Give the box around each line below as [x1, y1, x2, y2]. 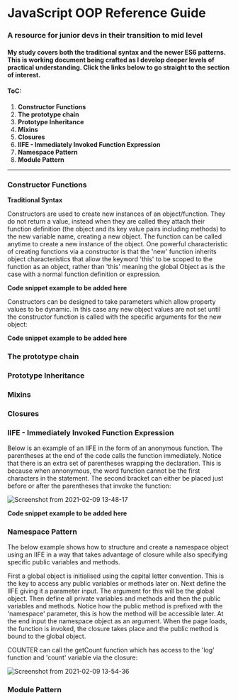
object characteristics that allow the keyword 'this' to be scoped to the [7, 255, 213, 263]
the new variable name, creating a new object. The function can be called [7, 232, 222, 241]
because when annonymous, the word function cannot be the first [7, 466, 200, 475]
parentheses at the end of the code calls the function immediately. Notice [7, 452, 222, 460]
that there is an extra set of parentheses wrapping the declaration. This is [7, 459, 222, 468]
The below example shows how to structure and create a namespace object [7, 543, 229, 552]
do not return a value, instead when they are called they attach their [7, 217, 205, 226]
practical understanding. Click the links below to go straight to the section [7, 62, 230, 72]
